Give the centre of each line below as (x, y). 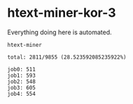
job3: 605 (22, 88)
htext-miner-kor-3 (62, 13)
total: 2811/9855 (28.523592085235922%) (67, 57)
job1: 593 (22, 75)
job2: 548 (22, 82)
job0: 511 (22, 69)
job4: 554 (22, 94)
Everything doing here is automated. (59, 32)
